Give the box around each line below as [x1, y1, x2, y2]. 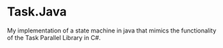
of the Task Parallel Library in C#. [7, 33, 101, 41]
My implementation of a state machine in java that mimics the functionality [7, 26, 217, 34]
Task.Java [7, 4, 67, 20]
